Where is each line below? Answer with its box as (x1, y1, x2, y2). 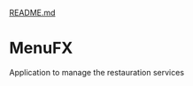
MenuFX (9, 39, 73, 58)
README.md (9, 8, 56, 18)
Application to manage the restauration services (9, 67, 184, 77)
